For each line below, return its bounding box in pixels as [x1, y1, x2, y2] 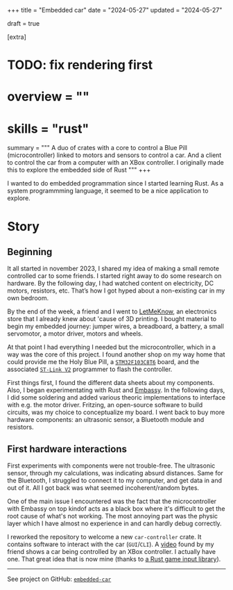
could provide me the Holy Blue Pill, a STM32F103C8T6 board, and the [7, 358, 200, 366]
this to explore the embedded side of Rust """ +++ [7, 166, 151, 174]
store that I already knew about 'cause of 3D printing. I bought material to [7, 315, 217, 323]
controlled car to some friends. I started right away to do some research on [7, 272, 222, 280]
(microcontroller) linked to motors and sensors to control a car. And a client [7, 151, 222, 159]
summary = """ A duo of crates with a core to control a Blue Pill [7, 144, 188, 152]
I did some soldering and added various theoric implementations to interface [7, 393, 226, 402]
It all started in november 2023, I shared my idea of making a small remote [7, 264, 220, 273]
